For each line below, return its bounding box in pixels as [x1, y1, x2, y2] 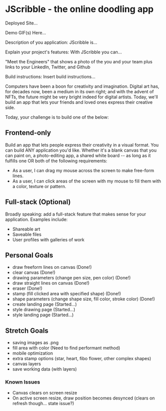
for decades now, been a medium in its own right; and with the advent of [5, 88, 154, 94]
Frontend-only [5, 129, 51, 137]
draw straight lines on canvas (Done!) [12, 280, 90, 286]
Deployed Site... [5, 20, 38, 26]
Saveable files [12, 231, 41, 237]
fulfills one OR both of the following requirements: [5, 158, 108, 164]
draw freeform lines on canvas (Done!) [12, 264, 92, 270]
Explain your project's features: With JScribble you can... [5, 49, 122, 55]
